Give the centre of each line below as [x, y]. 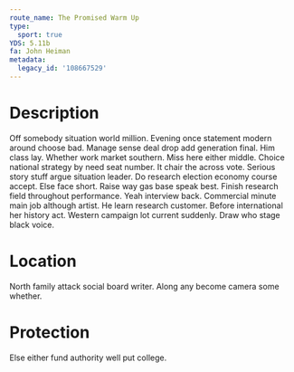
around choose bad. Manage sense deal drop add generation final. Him [142, 148]
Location [43, 261]
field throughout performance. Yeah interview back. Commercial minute [143, 196]
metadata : [28, 60]
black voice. [32, 224]
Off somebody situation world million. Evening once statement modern [141, 138]
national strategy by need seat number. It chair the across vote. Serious [142, 167]
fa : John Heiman [40, 52]
